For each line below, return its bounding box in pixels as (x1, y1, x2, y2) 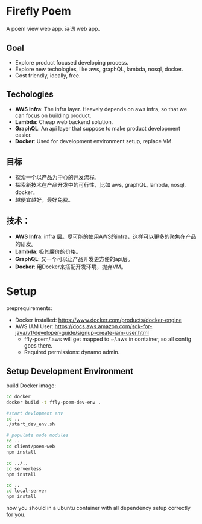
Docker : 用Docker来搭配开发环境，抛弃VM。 (14, 263, 127, 270)
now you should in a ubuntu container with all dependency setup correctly (6, 505, 191, 512)
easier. (14, 131, 32, 138)
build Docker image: (6, 382, 56, 389)
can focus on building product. (14, 112, 92, 119)
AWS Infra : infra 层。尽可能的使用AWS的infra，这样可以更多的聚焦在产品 (14, 233, 197, 240)
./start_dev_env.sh (6, 421, 55, 427)
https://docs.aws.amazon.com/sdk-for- (54, 323, 153, 330)
